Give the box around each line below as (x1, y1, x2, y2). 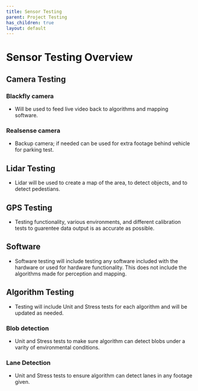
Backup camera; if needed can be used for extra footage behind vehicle (14, 140, 190, 147)
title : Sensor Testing (6, 8, 62, 15)
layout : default (6, 25, 46, 31)
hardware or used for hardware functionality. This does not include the (14, 264, 187, 271)
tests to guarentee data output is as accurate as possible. (14, 225, 155, 232)
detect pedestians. (14, 185, 61, 193)
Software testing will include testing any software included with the (14, 257, 178, 264)
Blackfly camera (6, 92, 54, 100)
